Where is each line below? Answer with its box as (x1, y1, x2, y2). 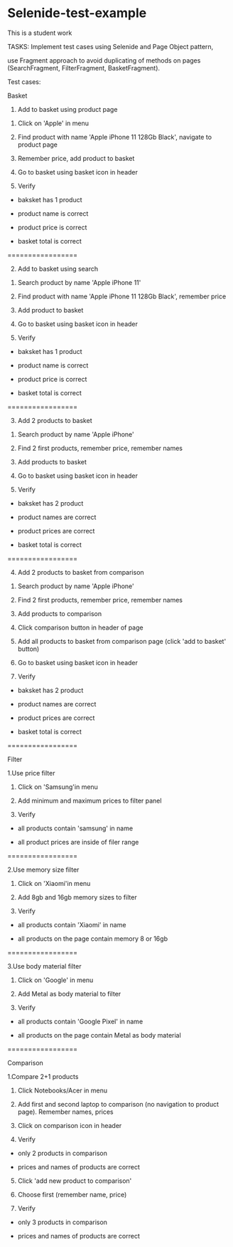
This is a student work (7, 28, 72, 37)
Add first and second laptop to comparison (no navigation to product (17, 1100, 219, 1108)
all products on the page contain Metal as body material (17, 1031, 181, 1039)
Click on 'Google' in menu (17, 976, 94, 984)
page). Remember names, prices (17, 1107, 114, 1116)
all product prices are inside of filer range (17, 838, 139, 846)
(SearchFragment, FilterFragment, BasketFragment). (7, 63, 161, 72)
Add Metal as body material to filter (17, 989, 121, 998)
